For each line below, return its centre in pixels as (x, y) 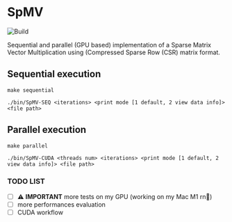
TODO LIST (26, 182)
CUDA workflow (40, 212)
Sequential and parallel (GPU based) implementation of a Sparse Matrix (109, 45)
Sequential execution (54, 74)
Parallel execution (47, 130)
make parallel (28, 146)
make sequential (31, 90)
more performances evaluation (61, 204)
